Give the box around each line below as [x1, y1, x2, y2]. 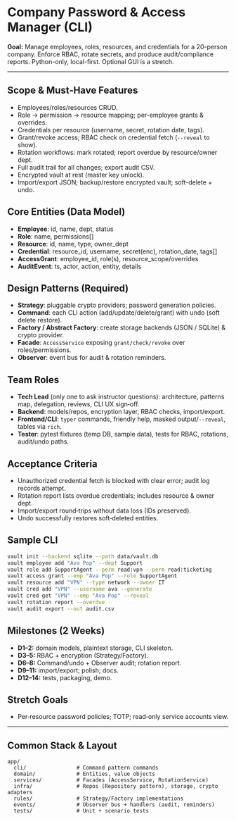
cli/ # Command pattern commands [13, 765, 159, 772]
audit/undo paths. [17, 437, 69, 446]
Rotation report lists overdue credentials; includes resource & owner [17, 491, 215, 500]
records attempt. [17, 484, 66, 492]
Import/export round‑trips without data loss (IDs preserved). [17, 506, 192, 515]
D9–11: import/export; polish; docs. [17, 666, 119, 675]
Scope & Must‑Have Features [7, 84, 138, 96]
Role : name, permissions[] [17, 232, 94, 240]
